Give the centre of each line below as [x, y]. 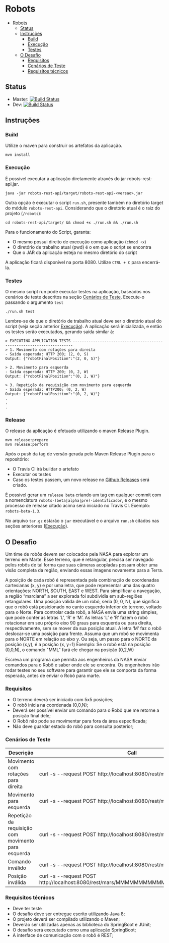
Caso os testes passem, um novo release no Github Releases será [81, 480]
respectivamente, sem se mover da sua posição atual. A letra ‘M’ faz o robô [83, 628]
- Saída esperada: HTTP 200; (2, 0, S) [47, 354]
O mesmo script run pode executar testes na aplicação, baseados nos [78, 292]
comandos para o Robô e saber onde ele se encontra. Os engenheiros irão [82, 665]
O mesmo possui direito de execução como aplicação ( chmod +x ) [79, 242]
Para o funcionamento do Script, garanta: [48, 232]
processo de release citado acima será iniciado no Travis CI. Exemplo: [78, 506]
